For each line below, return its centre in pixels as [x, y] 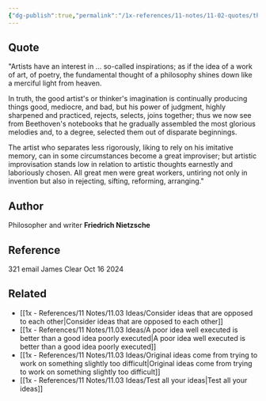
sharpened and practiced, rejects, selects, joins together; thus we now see [130, 115]
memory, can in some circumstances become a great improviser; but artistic [133, 156]
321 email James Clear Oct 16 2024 [66, 269]
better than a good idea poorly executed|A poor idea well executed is [132, 338]
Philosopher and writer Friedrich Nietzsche [79, 225]
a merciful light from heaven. [55, 83]
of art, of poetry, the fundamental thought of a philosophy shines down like [131, 75]
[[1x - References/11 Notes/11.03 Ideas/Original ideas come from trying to [139, 355]
